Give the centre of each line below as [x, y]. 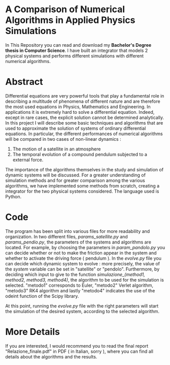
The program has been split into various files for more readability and [78, 231]
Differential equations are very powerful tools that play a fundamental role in [85, 96]
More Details [32, 332]
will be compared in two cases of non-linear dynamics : [63, 139]
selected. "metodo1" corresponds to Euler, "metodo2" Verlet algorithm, [79, 285]
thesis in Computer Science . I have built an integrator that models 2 [77, 50]
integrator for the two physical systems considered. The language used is [82, 191]
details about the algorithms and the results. [51, 356]
